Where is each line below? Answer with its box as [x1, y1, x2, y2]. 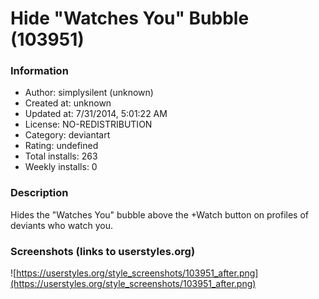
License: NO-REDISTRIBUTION [24, 118, 153, 131]
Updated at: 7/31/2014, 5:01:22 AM [24, 108, 168, 120]
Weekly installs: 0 [24, 161, 98, 173]
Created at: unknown [24, 97, 112, 109]
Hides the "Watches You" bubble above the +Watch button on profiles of [10, 208, 310, 221]
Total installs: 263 [24, 150, 98, 162]
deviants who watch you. [10, 219, 113, 231]
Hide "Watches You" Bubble [10, 7, 250, 30]
